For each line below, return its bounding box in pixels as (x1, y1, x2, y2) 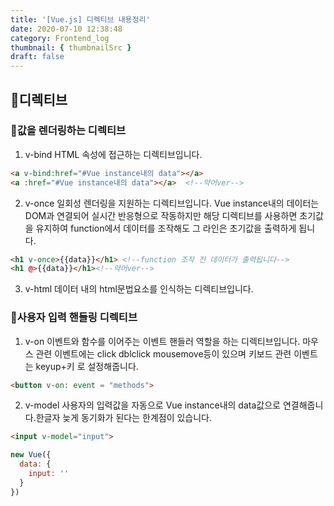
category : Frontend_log (10, 33, 110, 43)
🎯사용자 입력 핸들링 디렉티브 (10, 311, 138, 325)
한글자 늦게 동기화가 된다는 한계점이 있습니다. (35, 412, 213, 424)
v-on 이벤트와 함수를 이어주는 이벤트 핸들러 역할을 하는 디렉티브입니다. (24, 335, 301, 347)
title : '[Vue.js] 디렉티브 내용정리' (10, 14, 151, 25)
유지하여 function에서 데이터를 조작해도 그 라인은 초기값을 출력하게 (35, 222, 297, 234)
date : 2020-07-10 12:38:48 (10, 24, 123, 34)
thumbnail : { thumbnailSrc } (10, 42, 132, 53)
